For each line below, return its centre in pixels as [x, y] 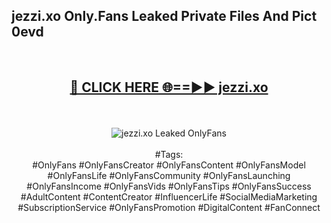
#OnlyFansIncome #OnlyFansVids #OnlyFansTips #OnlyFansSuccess [169, 186]
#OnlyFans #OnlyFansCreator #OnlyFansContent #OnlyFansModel [169, 165]
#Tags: [169, 154]
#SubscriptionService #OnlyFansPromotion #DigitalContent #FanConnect [169, 207]
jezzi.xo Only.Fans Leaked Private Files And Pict [164, 16]
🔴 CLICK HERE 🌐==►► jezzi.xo [169, 87]
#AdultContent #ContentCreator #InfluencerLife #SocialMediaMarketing [169, 196]
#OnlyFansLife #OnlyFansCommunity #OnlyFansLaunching [169, 175]
